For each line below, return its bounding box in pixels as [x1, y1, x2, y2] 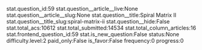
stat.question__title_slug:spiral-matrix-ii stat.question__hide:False [6, 18, 170, 25]
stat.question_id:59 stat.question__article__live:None [6, 5, 138, 12]
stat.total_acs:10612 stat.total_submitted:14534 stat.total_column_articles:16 [6, 24, 196, 31]
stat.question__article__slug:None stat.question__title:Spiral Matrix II [6, 11, 176, 19]
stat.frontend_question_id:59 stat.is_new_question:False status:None [6, 31, 179, 38]
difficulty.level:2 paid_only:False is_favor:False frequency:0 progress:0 [6, 37, 184, 44]
